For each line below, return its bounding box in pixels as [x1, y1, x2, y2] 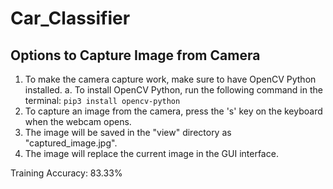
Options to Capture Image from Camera [10, 47, 261, 64]
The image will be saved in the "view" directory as [24, 127, 232, 138]
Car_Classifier [10, 7, 131, 30]
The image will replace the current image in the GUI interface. [24, 148, 279, 159]
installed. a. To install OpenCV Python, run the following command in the [24, 84, 323, 96]
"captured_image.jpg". [24, 137, 118, 149]
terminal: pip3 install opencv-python [24, 95, 181, 106]
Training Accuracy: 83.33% [10, 167, 123, 179]
